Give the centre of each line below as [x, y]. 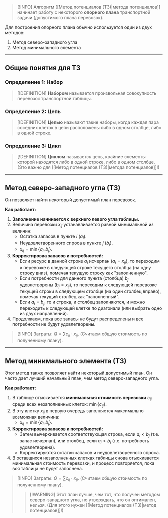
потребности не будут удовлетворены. [54, 324]
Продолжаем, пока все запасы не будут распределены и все [78, 319]
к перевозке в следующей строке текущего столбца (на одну [85, 268]
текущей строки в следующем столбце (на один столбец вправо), [90, 291]
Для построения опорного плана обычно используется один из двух [79, 27]
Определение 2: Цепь [33, 111]
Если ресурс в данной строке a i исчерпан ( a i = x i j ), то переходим [90, 262]
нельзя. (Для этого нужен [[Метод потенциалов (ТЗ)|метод [93, 505]
